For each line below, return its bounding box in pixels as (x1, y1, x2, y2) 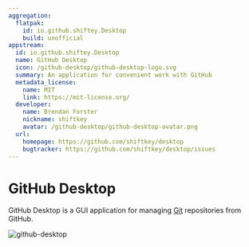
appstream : (8, 41, 45, 49)
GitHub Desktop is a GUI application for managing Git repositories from (8, 206, 242, 215)
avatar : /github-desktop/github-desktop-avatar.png (22, 123, 198, 131)
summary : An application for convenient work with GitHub (15, 71, 213, 79)
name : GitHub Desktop (15, 57, 88, 65)
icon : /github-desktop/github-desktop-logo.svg (15, 64, 177, 72)
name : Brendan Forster (22, 108, 98, 116)
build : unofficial (22, 33, 84, 42)
